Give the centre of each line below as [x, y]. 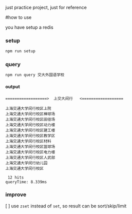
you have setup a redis [30, 27]
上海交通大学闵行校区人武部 [30, 158]
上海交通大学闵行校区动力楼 [30, 125]
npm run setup [21, 51]
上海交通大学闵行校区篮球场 [30, 147]
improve [16, 194]
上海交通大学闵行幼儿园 [26, 163]
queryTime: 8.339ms [26, 182]
